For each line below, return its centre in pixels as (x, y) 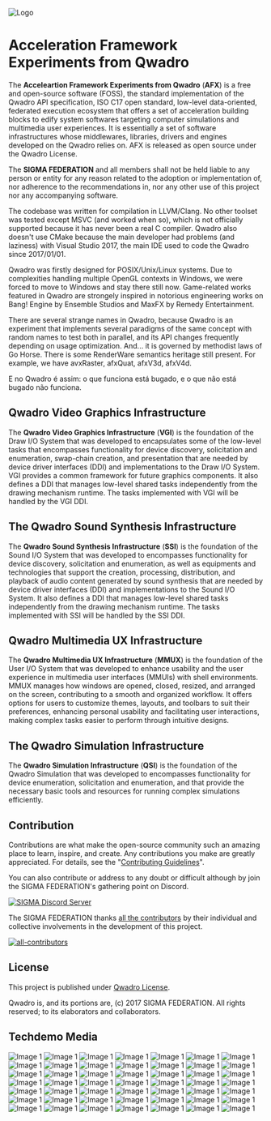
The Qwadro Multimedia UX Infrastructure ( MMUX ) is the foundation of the (135, 660)
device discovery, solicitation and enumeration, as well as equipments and (132, 563)
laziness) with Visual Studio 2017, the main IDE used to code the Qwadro (129, 245)
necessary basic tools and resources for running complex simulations (124, 791)
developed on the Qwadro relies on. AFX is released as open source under (133, 145)
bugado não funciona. (45, 387)
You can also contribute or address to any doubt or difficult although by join (134, 878)
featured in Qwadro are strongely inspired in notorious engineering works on (136, 295)
